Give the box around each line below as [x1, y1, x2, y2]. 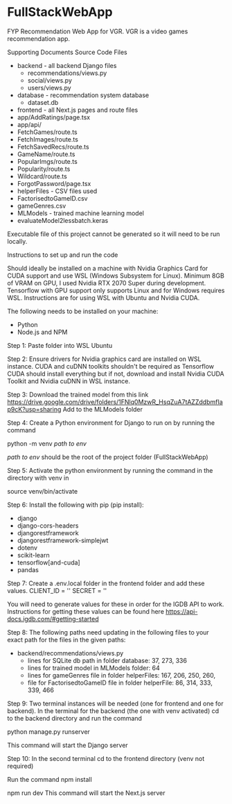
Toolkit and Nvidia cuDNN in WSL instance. [7, 376, 130, 385]
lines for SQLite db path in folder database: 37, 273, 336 [27, 656, 187, 664]
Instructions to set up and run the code [7, 251, 118, 259]
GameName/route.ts [17, 150, 75, 158]
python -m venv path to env [7, 439, 87, 448]
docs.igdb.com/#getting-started [7, 614, 99, 623]
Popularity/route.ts [17, 165, 71, 173]
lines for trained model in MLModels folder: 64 [27, 664, 161, 672]
